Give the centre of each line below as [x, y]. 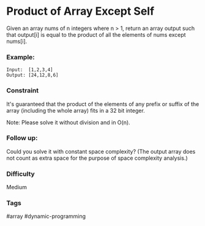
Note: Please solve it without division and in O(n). [68, 122]
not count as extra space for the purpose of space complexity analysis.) [97, 158]
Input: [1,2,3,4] [30, 70]
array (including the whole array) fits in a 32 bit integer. [76, 110]
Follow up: [22, 138]
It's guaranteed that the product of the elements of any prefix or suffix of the [103, 104]
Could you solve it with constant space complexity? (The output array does [101, 151]
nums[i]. [17, 41]
